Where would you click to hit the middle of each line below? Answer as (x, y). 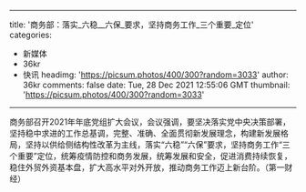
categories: (31, 35)
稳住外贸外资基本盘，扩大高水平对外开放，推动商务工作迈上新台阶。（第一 (147, 167)
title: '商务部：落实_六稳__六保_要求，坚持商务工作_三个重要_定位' (132, 25)
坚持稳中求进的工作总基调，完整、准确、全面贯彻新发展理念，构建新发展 (145, 133)
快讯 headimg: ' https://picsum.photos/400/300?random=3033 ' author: (155, 75)
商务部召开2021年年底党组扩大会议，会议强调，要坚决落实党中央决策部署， (150, 122)
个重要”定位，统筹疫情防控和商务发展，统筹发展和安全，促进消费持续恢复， (151, 156)
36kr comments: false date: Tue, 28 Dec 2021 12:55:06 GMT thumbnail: (156, 85)
